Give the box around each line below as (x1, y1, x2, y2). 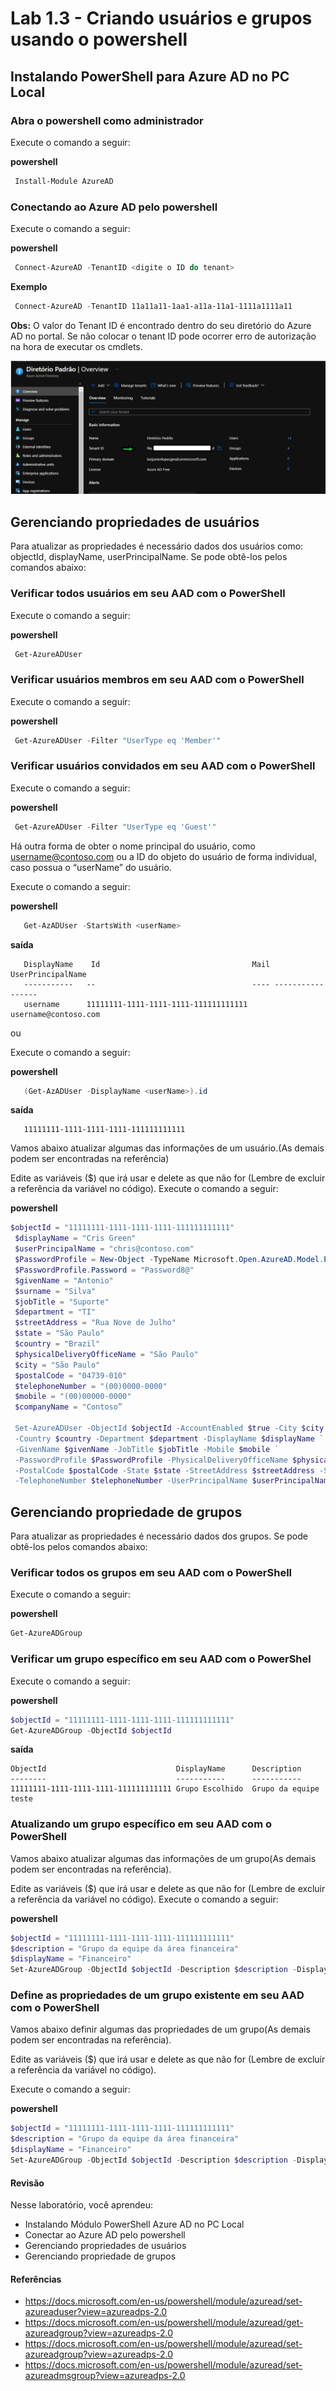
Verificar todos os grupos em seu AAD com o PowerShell (10, 1566, 293, 1580)
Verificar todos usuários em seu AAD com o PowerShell (10, 587, 286, 601)
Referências (10, 2273, 62, 2285)
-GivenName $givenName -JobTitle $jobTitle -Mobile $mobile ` (14, 1444, 280, 1454)
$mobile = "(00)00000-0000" (14, 1392, 132, 1402)
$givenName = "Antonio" (14, 1275, 114, 1286)
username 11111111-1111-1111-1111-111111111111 (23, 999, 248, 1009)
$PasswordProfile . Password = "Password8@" (14, 1265, 195, 1275)
